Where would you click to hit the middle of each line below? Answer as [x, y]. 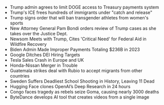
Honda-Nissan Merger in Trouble [44, 65]
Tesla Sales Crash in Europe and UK [47, 60]
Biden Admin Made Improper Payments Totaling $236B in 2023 [75, 50]
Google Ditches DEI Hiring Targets [45, 55]
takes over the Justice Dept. [39, 34]
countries [20, 76]
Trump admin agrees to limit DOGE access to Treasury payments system [84, 7]
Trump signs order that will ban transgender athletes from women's [79, 18]
